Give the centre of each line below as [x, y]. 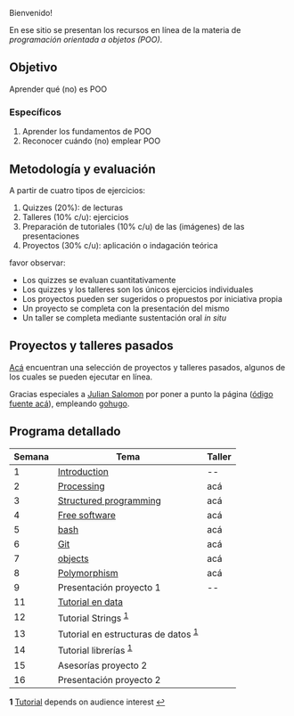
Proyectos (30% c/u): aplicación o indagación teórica [120, 245]
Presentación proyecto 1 [109, 587]
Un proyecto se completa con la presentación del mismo [126, 308]
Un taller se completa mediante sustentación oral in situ [124, 317]
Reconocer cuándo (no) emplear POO [91, 141]
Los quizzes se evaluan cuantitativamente [99, 280]
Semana [32, 456]
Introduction [83, 471]
